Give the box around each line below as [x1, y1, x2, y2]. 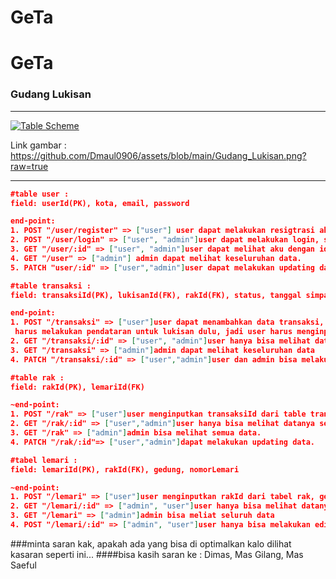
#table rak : [10, 372, 65, 383]
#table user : [10, 189, 70, 199]
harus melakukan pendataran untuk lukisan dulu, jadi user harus [14, 327, 293, 337]
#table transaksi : [10, 281, 92, 291]
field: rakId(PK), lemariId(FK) [10, 382, 145, 392]
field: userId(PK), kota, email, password [10, 198, 190, 208]
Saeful [10, 559, 37, 571]
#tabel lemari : [10, 455, 78, 465]
